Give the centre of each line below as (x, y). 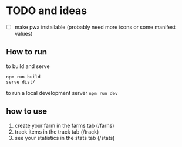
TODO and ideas (46, 11)
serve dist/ (21, 82)
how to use (27, 112)
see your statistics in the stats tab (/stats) (65, 138)
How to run (27, 52)
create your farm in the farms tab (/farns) (64, 125)
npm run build (23, 77)
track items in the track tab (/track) (57, 131)
